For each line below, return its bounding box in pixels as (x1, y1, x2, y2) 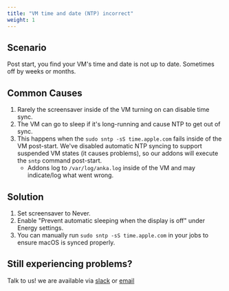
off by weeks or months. (7, 67, 76, 75)
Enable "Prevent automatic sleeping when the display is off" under (17, 216, 205, 224)
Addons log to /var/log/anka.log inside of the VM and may (27, 164, 196, 172)
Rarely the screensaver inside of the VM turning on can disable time (17, 106, 210, 114)
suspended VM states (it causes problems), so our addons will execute (17, 149, 219, 158)
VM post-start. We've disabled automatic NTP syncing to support (17, 142, 203, 150)
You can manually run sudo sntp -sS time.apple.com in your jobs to (17, 231, 208, 239)
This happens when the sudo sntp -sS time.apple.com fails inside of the (17, 135, 222, 143)
